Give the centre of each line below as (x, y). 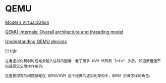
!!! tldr (11, 51)
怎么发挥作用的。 (31, 66)
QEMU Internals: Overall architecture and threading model (64, 32)
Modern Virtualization (27, 22)
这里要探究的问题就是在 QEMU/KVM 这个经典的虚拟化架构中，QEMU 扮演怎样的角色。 (79, 76)
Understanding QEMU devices (36, 41)
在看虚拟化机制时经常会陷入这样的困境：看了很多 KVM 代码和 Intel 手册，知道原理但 (81, 61)
